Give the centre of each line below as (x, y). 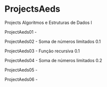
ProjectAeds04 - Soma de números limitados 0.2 (53, 60)
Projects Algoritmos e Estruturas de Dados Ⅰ (48, 22)
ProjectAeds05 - (21, 70)
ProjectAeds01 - (21, 32)
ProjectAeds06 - (21, 79)
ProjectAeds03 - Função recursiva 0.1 (42, 51)
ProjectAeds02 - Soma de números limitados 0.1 (53, 41)
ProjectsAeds (32, 9)
